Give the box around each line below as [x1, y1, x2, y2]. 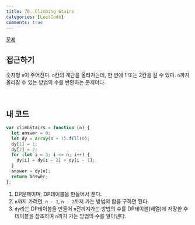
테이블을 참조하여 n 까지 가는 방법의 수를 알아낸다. [14, 212, 127, 219]
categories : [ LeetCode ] [6, 14, 64, 20]
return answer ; [11, 174, 48, 179]
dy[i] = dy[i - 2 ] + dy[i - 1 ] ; [16, 157, 95, 164]
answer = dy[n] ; [11, 168, 51, 174]
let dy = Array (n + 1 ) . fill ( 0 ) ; [11, 136, 90, 141]
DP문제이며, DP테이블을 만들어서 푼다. [14, 191, 102, 198]
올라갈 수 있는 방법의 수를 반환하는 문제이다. [6, 79, 106, 86]
